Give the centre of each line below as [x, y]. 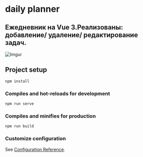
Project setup [26, 70]
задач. [16, 43]
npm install [17, 81]
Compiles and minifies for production [50, 116]
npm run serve [20, 104]
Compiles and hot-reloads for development [58, 94]
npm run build [20, 126]
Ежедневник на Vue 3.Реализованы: [64, 27]
